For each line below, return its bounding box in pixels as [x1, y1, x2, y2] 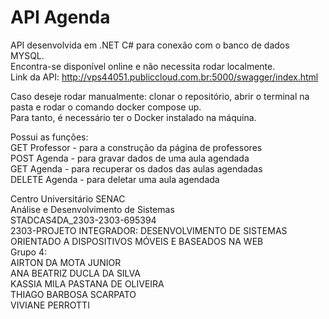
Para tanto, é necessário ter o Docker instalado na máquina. [10, 111, 257, 123]
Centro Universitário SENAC [10, 192, 126, 205]
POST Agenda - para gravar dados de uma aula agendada [10, 152, 250, 164]
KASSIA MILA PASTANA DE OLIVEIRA [10, 277, 165, 290]
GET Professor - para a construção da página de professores [10, 141, 263, 153]
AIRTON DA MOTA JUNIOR [10, 256, 122, 268]
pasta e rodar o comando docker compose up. [10, 101, 202, 113]
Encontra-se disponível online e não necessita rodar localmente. [10, 60, 276, 72]
